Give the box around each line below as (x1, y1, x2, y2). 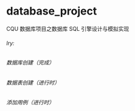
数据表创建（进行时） (6, 79, 60, 86)
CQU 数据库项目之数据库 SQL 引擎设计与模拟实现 (6, 25, 130, 32)
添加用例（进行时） (6, 99, 55, 106)
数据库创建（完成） (6, 59, 55, 66)
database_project (6, 4, 97, 18)
